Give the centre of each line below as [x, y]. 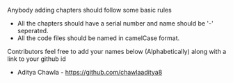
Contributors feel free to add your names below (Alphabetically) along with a [117, 52]
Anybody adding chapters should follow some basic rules [89, 10]
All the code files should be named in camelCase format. [98, 38]
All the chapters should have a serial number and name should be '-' [115, 23]
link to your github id [37, 59]
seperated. [33, 31]
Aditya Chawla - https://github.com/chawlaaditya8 [90, 72]
